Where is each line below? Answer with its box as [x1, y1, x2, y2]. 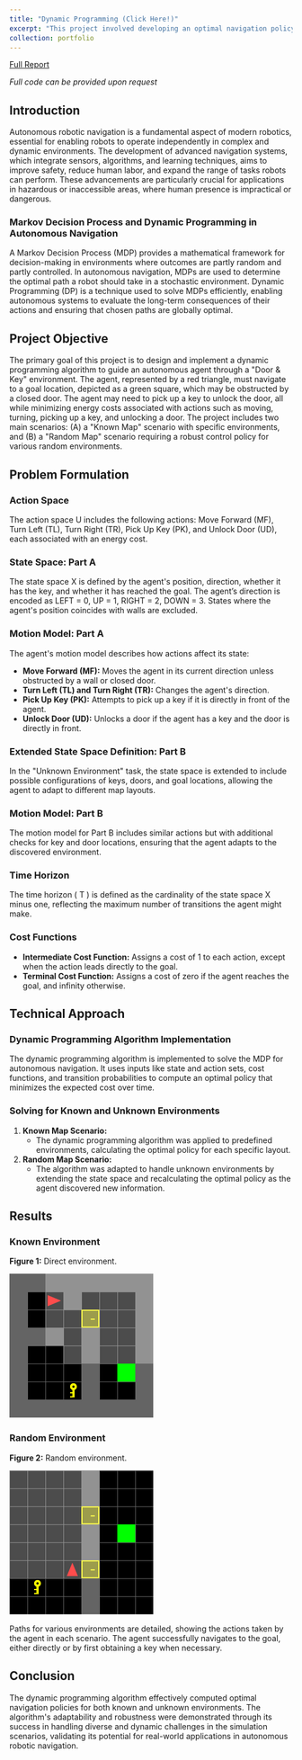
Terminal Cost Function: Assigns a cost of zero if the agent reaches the [22, 970, 289, 981]
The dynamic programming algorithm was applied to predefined [35, 1134, 272, 1146]
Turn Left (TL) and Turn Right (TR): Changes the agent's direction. [22, 684, 270, 695]
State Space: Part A [9, 556, 97, 568]
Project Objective [9, 331, 109, 346]
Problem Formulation [9, 467, 129, 482]
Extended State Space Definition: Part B [9, 745, 187, 757]
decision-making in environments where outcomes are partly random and [9, 257, 281, 268]
